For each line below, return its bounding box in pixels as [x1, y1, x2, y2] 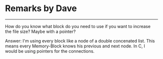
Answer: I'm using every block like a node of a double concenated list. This [5, 38, 155, 44]
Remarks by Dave [5, 3, 77, 14]
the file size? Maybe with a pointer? [5, 29, 76, 34]
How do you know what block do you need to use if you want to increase [5, 23, 151, 29]
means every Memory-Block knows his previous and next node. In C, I [5, 43, 146, 49]
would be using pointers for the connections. [5, 48, 95, 54]
